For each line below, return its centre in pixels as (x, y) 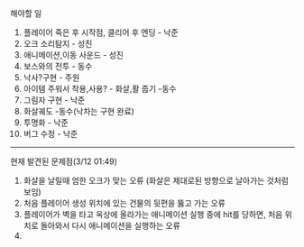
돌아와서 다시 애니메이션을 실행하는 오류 (111, 225)
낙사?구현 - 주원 (51, 78)
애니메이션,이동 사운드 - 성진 (74, 55)
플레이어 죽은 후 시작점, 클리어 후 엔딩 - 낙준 (101, 32)
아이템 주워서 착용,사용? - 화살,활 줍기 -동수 (100, 89)
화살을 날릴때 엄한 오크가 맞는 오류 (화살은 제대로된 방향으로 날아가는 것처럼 (156, 180)
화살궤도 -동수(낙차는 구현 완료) (78, 111)
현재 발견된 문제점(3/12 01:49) (64, 161)
